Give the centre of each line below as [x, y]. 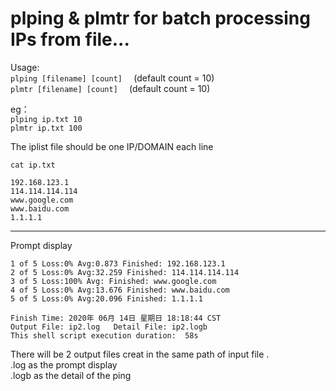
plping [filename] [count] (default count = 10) [112, 78]
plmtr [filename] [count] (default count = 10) [110, 88]
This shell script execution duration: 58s [104, 335]
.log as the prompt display [64, 364]
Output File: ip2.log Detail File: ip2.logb [109, 327]
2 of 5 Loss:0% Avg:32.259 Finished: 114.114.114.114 [125, 272]
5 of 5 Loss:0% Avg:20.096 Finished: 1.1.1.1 [106, 298]
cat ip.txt [33, 165]
